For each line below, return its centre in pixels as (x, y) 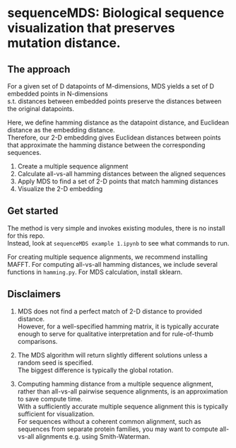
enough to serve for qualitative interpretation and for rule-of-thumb (116, 333)
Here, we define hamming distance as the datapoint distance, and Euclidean (118, 122)
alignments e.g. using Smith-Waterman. (93, 436)
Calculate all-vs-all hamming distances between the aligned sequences (122, 174)
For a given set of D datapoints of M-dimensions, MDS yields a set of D (111, 86)
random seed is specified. (55, 362)
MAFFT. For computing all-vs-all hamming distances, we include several (112, 264)
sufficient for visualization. (56, 414)
